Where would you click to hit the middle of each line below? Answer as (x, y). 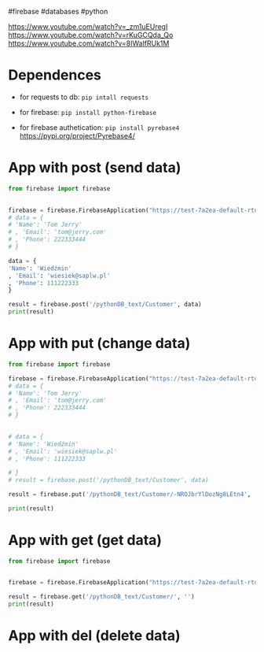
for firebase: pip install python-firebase (88, 112)
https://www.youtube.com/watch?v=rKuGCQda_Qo (91, 35)
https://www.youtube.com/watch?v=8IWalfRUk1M (89, 43)
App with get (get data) (85, 541)
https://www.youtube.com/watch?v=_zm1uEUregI (88, 26)
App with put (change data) (99, 344)
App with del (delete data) (94, 635)
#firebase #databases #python (58, 11)
